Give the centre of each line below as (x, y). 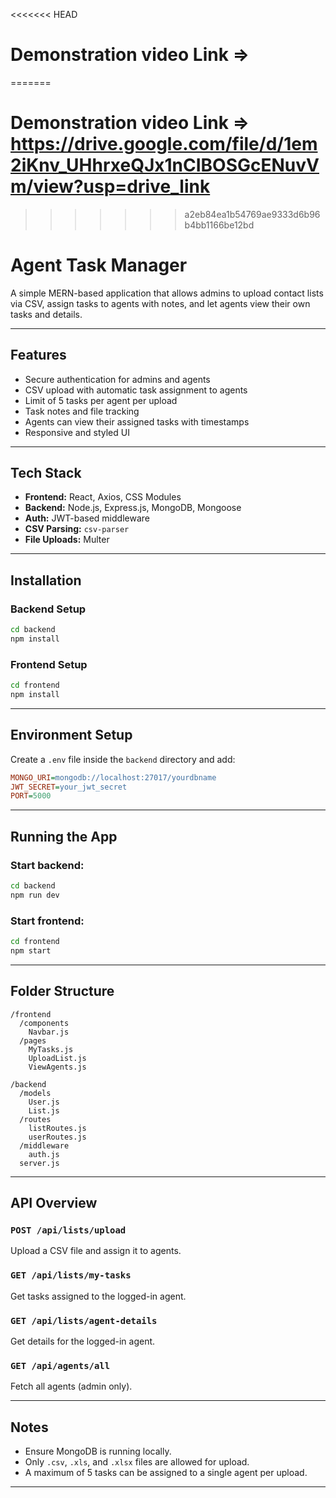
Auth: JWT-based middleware (87, 518)
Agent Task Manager (99, 265)
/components (44, 1023)
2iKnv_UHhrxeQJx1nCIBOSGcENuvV (165, 165)
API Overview (54, 1203)
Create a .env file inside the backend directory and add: (123, 759)
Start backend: (47, 865)
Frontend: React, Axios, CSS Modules (103, 497)
